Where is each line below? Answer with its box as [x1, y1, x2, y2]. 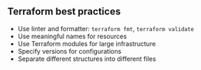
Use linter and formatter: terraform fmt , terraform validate [17, 24, 195, 33]
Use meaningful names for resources [17, 32, 127, 40]
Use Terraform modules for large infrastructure [17, 39, 156, 48]
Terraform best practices [7, 6, 121, 18]
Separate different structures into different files [17, 54, 157, 63]
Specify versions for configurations [17, 47, 122, 55]
